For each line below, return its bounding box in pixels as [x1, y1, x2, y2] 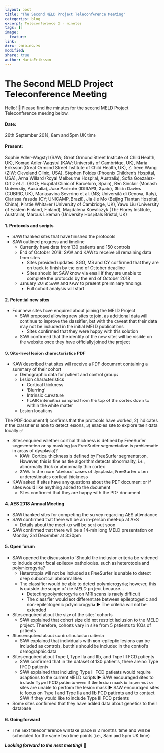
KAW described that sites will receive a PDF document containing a [12, 361, 148, 367]
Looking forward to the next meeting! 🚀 [5, 742, 87, 748]
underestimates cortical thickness [19, 474, 88, 480]
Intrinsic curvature [26, 392, 64, 398]
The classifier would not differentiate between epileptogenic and [26, 596, 157, 602]
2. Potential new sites [5, 297, 50, 303]
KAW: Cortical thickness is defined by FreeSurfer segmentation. [19, 453, 148, 459]
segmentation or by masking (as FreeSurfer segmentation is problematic [12, 443, 159, 448]
